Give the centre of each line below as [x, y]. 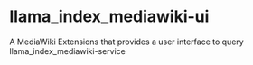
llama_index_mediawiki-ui [109, 17]
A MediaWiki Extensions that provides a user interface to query [126, 42]
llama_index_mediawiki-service [68, 51]
